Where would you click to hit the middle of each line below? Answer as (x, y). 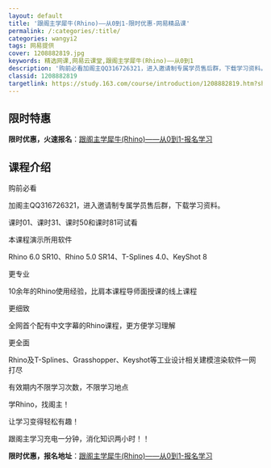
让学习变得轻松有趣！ (44, 422)
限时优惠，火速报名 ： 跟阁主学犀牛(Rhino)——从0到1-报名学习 (110, 139)
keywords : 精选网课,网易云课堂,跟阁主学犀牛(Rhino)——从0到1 (101, 61)
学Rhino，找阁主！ (39, 404)
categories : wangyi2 (43, 38)
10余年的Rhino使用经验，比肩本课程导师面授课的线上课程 (103, 291)
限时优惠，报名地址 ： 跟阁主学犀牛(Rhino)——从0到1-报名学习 (110, 456)
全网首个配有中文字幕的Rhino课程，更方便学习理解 (92, 326)
